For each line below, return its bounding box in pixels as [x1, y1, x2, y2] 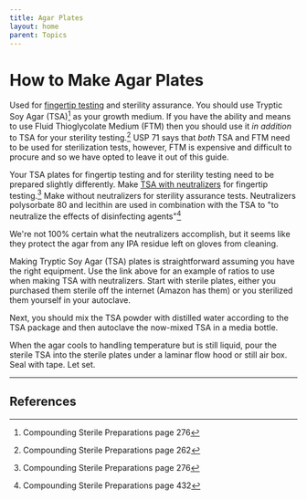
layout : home [9, 22, 59, 31]
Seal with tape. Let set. [9, 359, 96, 370]
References [9, 394, 77, 410]
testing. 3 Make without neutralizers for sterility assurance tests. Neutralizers [9, 188, 297, 201]
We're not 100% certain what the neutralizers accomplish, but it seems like [9, 228, 291, 239]
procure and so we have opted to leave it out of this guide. [9, 151, 229, 162]
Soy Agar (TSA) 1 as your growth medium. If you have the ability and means [9, 109, 291, 121]
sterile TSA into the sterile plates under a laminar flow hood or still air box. [9, 349, 288, 360]
